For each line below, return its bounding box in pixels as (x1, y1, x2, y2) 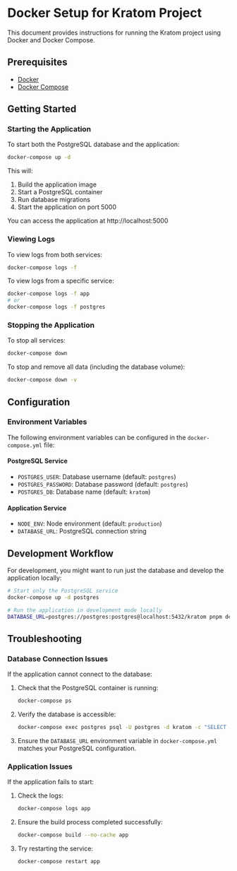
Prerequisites (7, 57, 68, 69)
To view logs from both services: (7, 250, 102, 259)
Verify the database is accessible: (17, 710, 116, 718)
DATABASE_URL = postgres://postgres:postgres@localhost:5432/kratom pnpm (7, 613, 222, 620)
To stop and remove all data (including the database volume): (7, 362, 186, 372)
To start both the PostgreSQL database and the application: (7, 140, 180, 149)
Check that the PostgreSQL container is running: (17, 684, 159, 692)
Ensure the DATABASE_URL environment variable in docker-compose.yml (17, 737, 217, 745)
